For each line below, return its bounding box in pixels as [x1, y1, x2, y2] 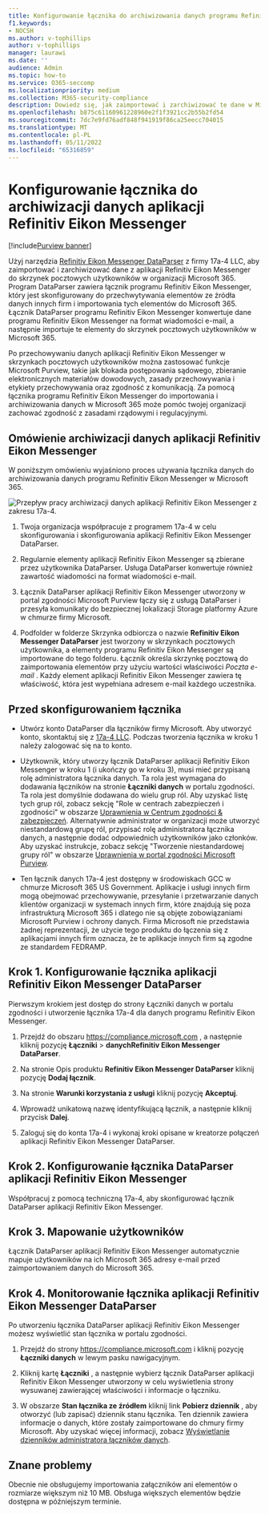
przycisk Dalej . [19, 1112, 70, 1122]
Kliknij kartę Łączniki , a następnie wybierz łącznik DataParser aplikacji [19, 1368, 255, 1379]
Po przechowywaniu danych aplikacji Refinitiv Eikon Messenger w [8, 349, 226, 358]
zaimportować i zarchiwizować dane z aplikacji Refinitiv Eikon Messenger [8, 265, 251, 275]
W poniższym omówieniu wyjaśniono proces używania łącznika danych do [8, 466, 255, 475]
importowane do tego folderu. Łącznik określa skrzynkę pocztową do [19, 654, 249, 664]
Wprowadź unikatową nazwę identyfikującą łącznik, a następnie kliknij [19, 1104, 252, 1113]
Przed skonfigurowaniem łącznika [8, 702, 182, 716]
